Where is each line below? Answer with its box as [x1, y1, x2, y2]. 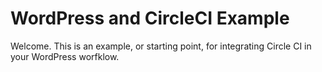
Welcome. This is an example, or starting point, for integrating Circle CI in [10, 40, 312, 52]
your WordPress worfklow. [10, 50, 120, 62]
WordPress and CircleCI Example [10, 7, 290, 30]
